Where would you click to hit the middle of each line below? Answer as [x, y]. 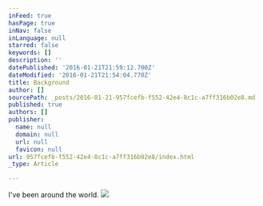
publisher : [26, 120]
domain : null [37, 134]
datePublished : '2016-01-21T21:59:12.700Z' [82, 68]
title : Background [39, 82]
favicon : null [39, 149]
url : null [32, 142]
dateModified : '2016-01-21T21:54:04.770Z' [80, 75]
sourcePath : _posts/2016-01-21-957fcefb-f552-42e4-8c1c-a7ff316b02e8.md [132, 97]
